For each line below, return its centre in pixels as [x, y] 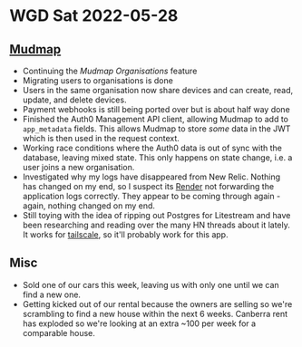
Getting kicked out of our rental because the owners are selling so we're [157, 304]
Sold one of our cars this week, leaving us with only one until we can [151, 284]
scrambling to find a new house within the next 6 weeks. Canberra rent [155, 313]
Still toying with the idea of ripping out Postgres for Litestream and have [156, 215]
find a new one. [52, 294]
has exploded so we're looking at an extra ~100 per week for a [139, 323]
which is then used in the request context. [101, 138]
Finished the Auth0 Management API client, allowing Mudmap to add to [155, 119]
